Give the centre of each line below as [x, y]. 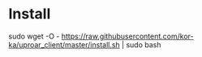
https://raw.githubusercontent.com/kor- [127, 36]
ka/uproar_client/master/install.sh [64, 44]
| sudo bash [141, 44]
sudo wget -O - [34, 36]
